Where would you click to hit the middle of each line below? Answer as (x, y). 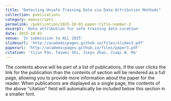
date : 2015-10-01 (24, 33)
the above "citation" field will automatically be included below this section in (85, 88)
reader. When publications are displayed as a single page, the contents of (83, 83)
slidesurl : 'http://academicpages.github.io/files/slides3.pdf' (75, 43)
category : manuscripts (29, 19)
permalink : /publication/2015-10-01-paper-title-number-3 (68, 24)
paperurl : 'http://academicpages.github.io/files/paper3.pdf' (73, 48)
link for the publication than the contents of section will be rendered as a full (85, 72)
